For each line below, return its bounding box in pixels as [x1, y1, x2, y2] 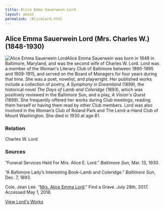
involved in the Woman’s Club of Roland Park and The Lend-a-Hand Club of [5, 108, 159, 114]
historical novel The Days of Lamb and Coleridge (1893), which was [5, 87, 143, 92]
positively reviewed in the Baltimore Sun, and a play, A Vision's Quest [5, 92, 146, 98]
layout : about [5, 12, 34, 17]
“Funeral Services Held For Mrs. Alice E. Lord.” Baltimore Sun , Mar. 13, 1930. [5, 159, 160, 165]
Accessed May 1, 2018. [5, 189, 52, 195]
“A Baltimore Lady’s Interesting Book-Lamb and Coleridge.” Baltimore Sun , [5, 169, 156, 175]
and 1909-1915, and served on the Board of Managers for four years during [5, 71, 157, 77]
